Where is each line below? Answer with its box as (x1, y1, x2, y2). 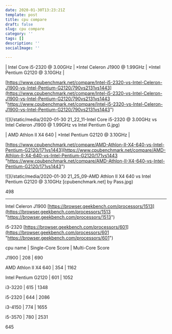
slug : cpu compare (5, 27, 45, 32)
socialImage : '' (5, 45, 40, 51)
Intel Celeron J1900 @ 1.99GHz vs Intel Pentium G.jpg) (5, 122, 120, 128)
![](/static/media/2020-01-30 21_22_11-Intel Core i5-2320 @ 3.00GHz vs (5, 116, 157, 123)
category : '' (5, 31, 33, 36)
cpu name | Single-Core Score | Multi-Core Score (5, 245, 110, 251)
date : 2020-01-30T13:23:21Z (5, 7, 66, 13)
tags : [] (5, 36, 24, 41)
